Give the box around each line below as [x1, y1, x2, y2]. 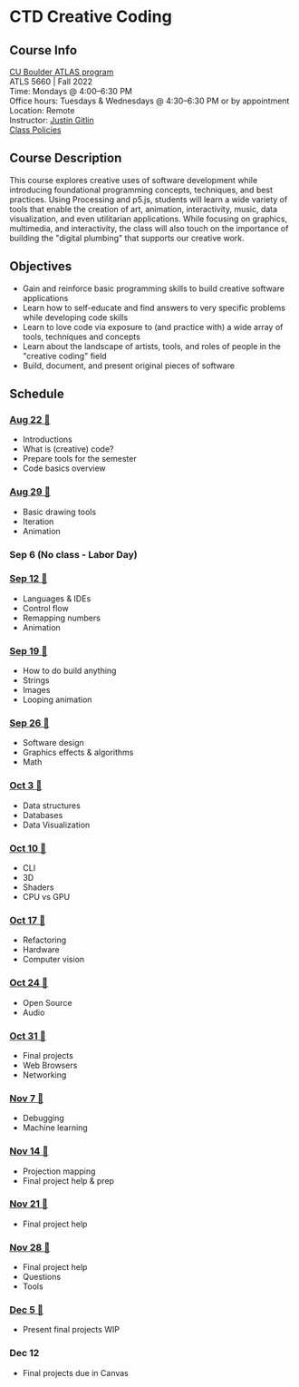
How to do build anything [22, 665, 117, 677]
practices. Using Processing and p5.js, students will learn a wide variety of [9, 193, 288, 205]
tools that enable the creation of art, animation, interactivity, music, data [9, 203, 278, 214]
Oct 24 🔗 [9, 977, 48, 990]
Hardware [22, 944, 61, 955]
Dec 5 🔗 [9, 1304, 43, 1316]
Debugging [22, 1113, 65, 1124]
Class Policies [9, 124, 62, 135]
